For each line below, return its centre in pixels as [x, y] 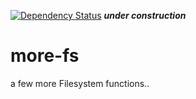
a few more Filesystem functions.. [80, 83]
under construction [145, 15]
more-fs [45, 56]
